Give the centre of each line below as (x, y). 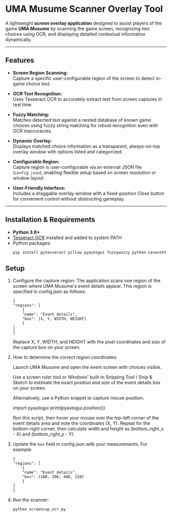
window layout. (29, 178)
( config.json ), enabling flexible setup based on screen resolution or (84, 172)
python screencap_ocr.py (39, 509)
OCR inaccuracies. (32, 131)
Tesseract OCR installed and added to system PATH (67, 237)
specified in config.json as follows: (49, 292)
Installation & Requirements (50, 220)
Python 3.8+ (26, 232)
